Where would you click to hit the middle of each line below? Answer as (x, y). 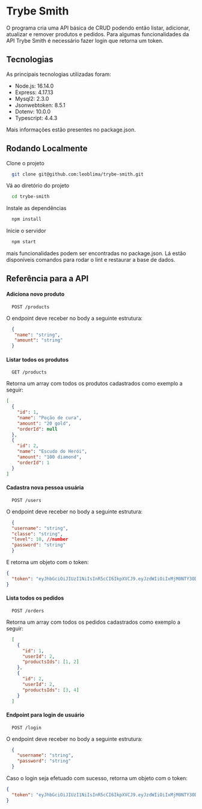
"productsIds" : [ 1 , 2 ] (50, 662)
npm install (27, 219)
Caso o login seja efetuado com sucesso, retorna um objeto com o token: (97, 778)
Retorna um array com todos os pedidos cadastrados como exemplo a (93, 622)
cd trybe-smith (31, 197)
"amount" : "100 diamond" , (50, 457)
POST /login (27, 728)
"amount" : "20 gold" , (44, 424)
